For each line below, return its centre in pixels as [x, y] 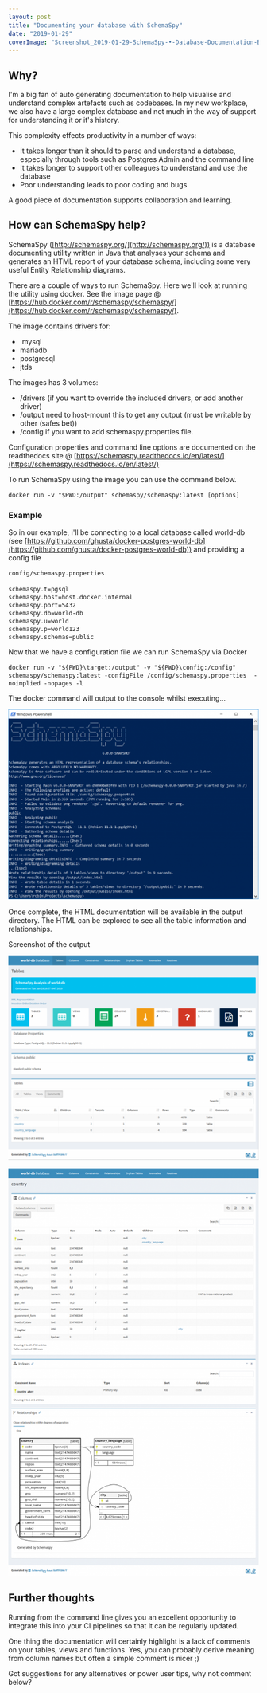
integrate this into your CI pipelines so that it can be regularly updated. [124, 1625]
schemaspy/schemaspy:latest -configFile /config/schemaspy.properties [128, 676]
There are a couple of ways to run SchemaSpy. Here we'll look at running [128, 285]
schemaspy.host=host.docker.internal [71, 598]
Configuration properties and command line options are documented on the [132, 447]
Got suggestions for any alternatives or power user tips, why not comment [130, 1673]
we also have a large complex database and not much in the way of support [132, 112]
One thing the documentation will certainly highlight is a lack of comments [130, 1641]
